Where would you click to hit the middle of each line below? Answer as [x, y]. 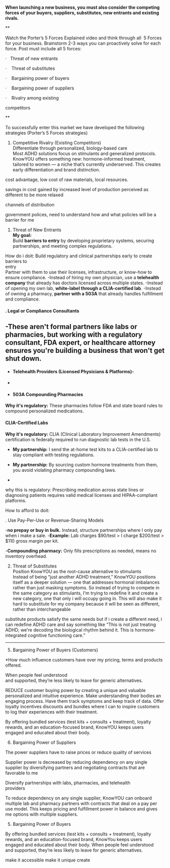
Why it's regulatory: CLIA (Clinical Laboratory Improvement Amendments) [83, 434]
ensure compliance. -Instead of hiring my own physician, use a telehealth [82, 277]
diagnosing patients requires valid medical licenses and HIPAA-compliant [81, 495]
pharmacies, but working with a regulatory [74, 334]
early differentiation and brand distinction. [56, 170]
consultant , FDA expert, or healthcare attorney [80, 342]
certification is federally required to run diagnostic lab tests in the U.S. [78, 439]
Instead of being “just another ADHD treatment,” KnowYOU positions [84, 577]
